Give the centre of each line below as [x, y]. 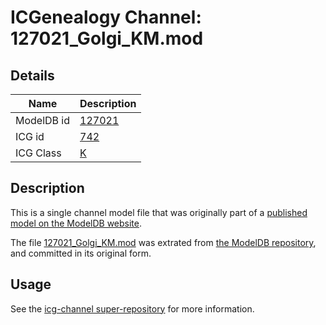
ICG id [30, 136]
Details [32, 75]
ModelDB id [43, 120]
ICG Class [38, 153]
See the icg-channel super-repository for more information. [132, 308]
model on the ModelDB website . [76, 223]
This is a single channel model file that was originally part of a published [159, 212]
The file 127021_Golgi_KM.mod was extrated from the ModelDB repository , [163, 242]
